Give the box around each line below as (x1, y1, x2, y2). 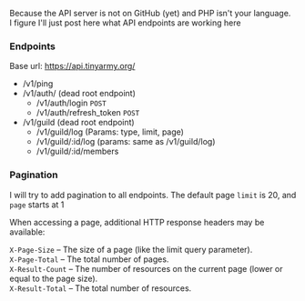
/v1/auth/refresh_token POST (36, 107, 140, 118)
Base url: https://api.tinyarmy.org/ (9, 61, 136, 72)
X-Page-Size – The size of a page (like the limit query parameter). (9, 244, 253, 255)
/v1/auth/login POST (36, 97, 107, 108)
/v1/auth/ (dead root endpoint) (22, 88, 137, 99)
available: (9, 226, 46, 237)
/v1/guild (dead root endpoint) (22, 117, 135, 128)
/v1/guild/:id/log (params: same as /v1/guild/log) (36, 136, 216, 147)
